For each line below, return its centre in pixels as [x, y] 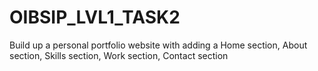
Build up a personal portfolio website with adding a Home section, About [158, 45]
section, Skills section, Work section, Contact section [119, 55]
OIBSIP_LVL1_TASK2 [95, 17]
